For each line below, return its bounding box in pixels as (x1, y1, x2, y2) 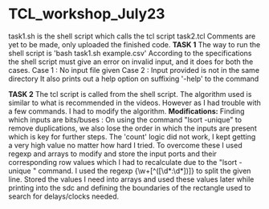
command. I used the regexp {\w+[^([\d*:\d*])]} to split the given (38, 166, 251, 175)
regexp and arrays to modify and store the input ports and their (8, 149, 217, 159)
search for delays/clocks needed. (8, 191, 119, 201)
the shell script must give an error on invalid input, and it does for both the (8, 57, 254, 66)
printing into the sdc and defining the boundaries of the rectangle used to (8, 183, 251, 192)
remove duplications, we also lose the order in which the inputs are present (8, 123, 257, 133)
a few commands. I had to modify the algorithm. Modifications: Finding (8, 106, 245, 116)
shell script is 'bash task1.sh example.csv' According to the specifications (8, 48, 252, 58)
